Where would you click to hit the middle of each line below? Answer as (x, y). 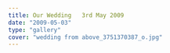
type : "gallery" (34, 30)
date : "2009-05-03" (40, 23)
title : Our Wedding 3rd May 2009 (66, 15)
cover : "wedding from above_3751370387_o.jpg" (85, 37)
